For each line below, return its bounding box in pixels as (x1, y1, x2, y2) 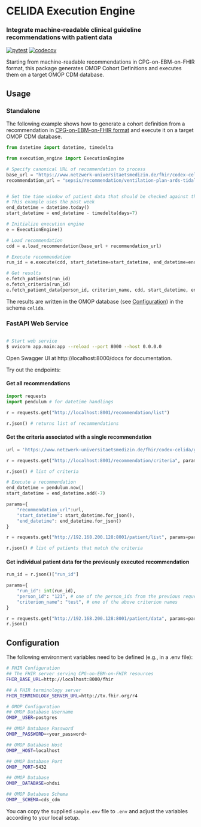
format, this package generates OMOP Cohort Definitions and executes (6, 65, 182, 72)
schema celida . (6, 304, 45, 311)
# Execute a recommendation (6, 479, 77, 486)
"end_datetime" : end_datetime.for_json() (17, 518, 121, 524)
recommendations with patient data (6, 33, 112, 41)
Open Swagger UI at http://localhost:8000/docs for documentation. (6, 354, 172, 361)
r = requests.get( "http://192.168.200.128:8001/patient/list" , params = (6, 534, 188, 541)
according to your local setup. (6, 814, 80, 821)
